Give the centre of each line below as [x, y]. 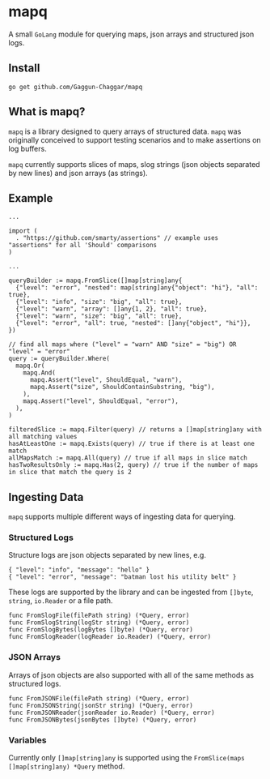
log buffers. [27, 148]
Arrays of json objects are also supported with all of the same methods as [131, 674]
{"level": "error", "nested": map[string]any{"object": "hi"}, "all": [137, 288]
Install [24, 68]
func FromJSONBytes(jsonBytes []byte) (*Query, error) [103, 720]
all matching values [43, 437]
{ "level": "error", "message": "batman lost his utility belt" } [122, 577]
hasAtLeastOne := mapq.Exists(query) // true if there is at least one [131, 444]
